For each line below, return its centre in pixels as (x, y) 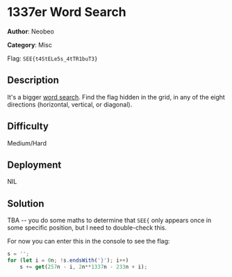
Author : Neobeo (31, 31)
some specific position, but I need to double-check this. (87, 228)
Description (33, 80)
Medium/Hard (27, 143)
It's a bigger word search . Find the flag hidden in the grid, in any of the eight (116, 97)
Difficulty (28, 126)
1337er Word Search (67, 12)
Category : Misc (30, 45)
